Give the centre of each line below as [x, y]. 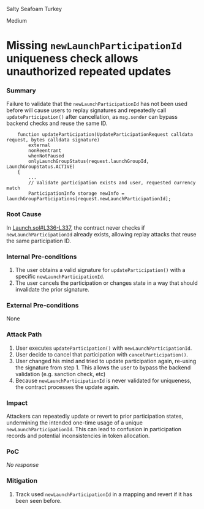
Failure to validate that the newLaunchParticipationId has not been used [97, 104]
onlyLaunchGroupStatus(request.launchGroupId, [89, 162]
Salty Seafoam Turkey [34, 9]
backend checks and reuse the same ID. [57, 123]
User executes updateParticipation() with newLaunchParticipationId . [104, 348]
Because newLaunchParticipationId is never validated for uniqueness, [103, 380]
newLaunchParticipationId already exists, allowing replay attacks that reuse [101, 234]
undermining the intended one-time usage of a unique [74, 423]
